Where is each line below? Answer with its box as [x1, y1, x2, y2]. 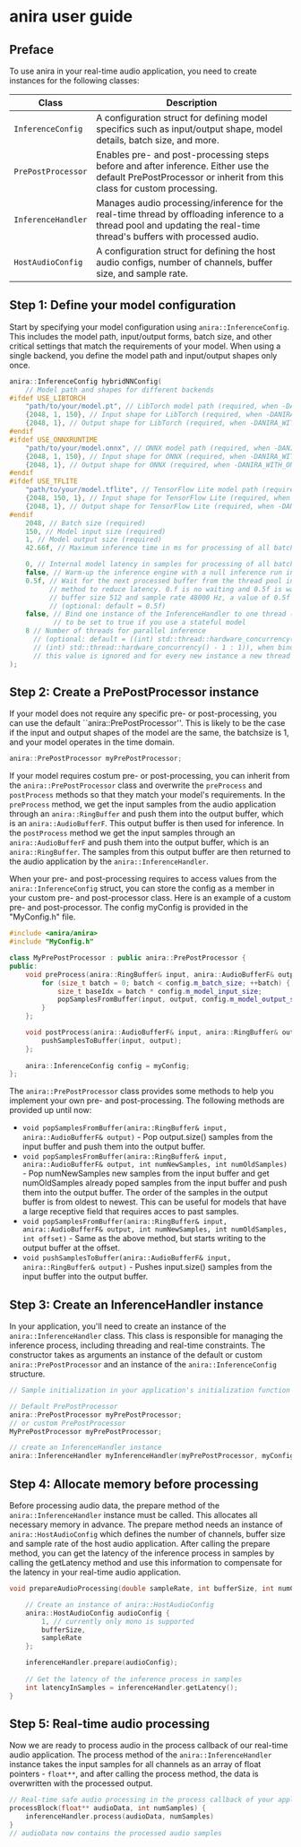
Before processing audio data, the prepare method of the [9, 1500, 220, 1511]
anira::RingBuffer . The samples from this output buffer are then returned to [9, 847, 291, 858]
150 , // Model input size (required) [25, 527, 167, 536]
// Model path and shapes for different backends [25, 385, 215, 394]
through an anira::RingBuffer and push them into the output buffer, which [9, 808, 284, 819]
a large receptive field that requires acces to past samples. [21, 1206, 239, 1217]
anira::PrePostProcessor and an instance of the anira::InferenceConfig [9, 1359, 278, 1370]
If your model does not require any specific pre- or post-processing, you [9, 708, 278, 719]
